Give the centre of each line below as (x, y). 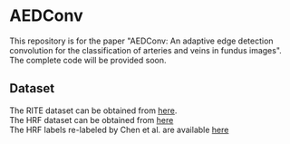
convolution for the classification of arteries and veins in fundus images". (146, 50)
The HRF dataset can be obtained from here (92, 120)
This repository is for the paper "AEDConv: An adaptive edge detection (141, 41)
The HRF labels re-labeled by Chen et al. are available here (119, 130)
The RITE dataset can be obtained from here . (93, 110)
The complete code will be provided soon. (88, 60)
